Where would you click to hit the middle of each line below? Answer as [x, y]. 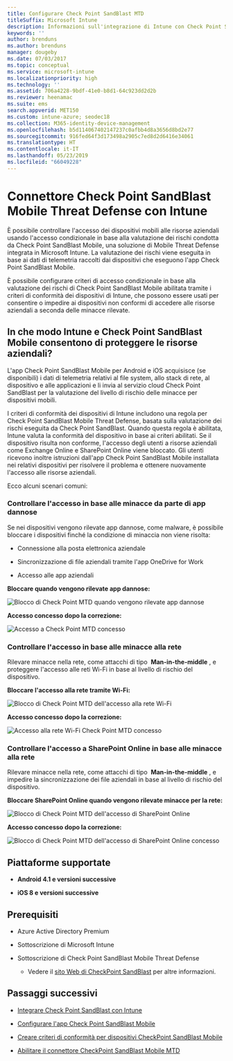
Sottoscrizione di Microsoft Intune [66, 945]
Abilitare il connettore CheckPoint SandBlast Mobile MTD [98, 1050]
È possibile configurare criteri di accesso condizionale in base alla [102, 280]
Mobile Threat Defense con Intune [107, 211]
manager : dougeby [32, 53]
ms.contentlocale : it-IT [43, 149]
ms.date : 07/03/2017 [37, 59]
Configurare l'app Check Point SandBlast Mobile [86, 1024]
